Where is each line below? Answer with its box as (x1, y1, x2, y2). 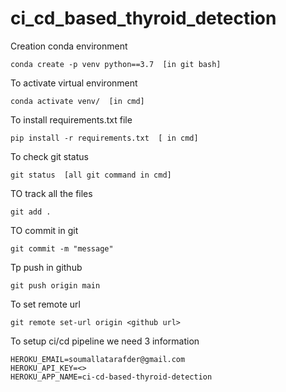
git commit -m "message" (10, 243, 114, 254)
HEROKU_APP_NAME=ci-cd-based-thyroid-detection (10, 372, 213, 382)
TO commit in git (10, 224, 79, 236)
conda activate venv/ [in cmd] (10, 96, 145, 106)
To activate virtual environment (10, 77, 138, 89)
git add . (10, 207, 52, 217)
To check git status (10, 150, 89, 162)
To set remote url (10, 298, 81, 310)
